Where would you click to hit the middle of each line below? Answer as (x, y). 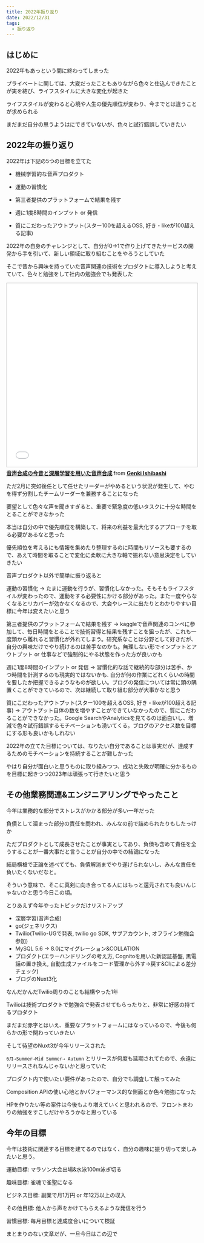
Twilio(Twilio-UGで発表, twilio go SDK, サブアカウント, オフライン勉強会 (105, 933)
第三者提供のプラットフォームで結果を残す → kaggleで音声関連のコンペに (98, 624)
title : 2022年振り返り (33, 12)
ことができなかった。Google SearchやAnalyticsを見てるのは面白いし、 (100, 718)
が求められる (22, 112)
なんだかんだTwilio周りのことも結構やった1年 (62, 991)
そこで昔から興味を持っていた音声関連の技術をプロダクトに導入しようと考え (102, 266)
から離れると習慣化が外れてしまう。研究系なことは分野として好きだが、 (107, 639)
